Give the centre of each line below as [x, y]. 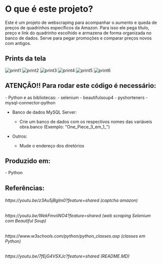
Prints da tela [26, 59]
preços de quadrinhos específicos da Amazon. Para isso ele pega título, [77, 27]
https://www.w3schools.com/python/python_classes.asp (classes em [75, 236]
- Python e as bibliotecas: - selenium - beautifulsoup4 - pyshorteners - [76, 97]
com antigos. [18, 43]
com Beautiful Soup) [26, 221]
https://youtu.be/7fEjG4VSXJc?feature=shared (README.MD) [67, 256]
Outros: [20, 136]
